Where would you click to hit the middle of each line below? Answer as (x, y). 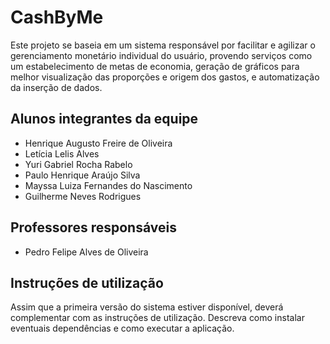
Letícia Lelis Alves (62, 153)
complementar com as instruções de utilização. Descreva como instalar (157, 318)
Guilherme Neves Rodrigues (83, 196)
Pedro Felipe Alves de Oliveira (86, 252)
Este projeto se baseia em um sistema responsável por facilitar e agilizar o (163, 45)
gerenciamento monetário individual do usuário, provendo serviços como (161, 55)
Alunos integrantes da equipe (104, 119)
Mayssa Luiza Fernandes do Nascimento (108, 185)
